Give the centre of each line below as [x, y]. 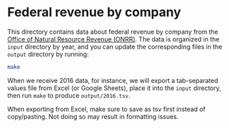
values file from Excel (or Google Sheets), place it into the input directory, [114, 88]
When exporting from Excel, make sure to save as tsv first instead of [106, 109]
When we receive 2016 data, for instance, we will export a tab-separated [113, 80]
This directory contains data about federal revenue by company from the [113, 32]
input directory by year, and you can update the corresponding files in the [115, 46]
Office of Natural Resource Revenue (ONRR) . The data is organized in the [113, 39]
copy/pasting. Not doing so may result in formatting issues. [93, 116]
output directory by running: [48, 54]
